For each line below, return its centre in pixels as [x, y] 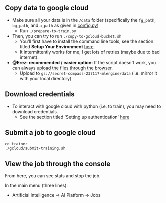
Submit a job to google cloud [50, 133]
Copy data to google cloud [47, 8]
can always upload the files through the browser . [63, 68]
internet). [29, 57]
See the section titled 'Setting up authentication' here [75, 117]
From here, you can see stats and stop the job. [53, 176]
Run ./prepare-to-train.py [48, 31]
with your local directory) [46, 78]
